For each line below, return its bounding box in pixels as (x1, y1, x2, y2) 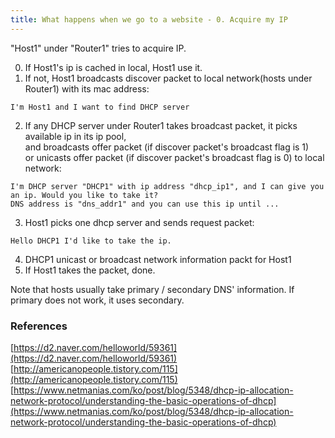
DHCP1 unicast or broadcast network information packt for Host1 (24, 253, 292, 265)
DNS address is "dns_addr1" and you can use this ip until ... (10, 199, 280, 209)
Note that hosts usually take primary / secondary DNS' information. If (10, 283, 295, 295)
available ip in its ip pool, (24, 130, 127, 142)
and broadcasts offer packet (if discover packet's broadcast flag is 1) (24, 141, 310, 153)
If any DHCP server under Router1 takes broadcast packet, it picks (24, 119, 298, 131)
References (10, 319, 68, 333)
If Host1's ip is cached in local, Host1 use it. (24, 61, 203, 73)
